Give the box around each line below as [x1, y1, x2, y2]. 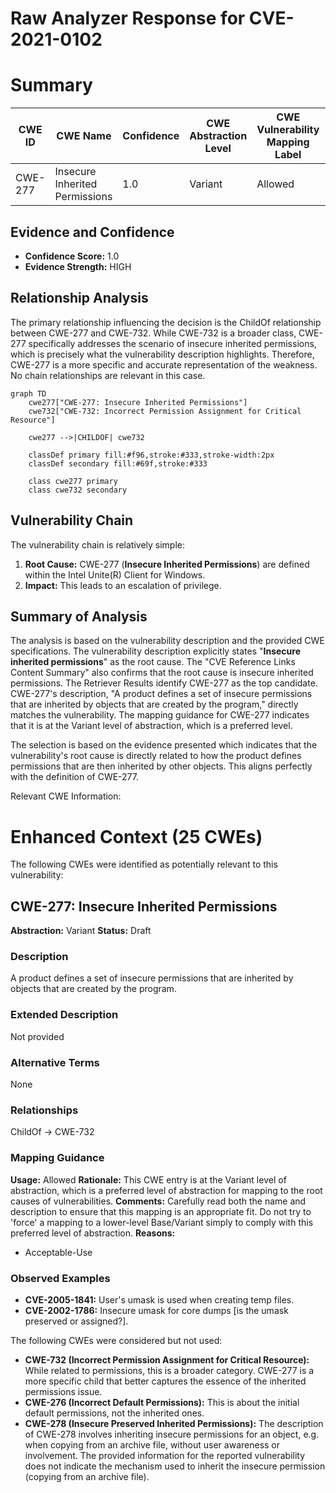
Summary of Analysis [10, 608, 148, 625]
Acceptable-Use [24, 1246, 93, 1258]
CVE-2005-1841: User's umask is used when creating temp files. [24, 1293, 295, 1306]
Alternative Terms [10, 1055, 100, 1069]
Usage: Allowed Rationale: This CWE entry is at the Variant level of [10, 1173, 287, 1186]
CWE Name [56, 129, 112, 143]
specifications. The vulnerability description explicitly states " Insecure [10, 645, 301, 657]
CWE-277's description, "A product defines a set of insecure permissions [10, 688, 313, 700]
